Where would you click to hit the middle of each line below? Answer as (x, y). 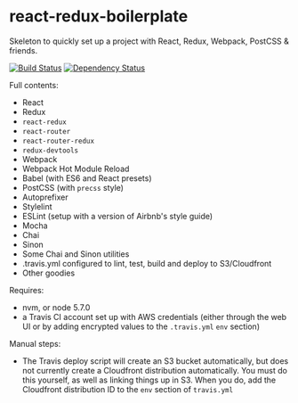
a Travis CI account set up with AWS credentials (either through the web (154, 317)
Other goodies (48, 273)
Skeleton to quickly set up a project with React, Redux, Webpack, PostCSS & (149, 41)
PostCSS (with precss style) (73, 187)
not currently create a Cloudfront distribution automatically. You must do (154, 370)
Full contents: (34, 85)
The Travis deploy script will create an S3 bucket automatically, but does (155, 361)
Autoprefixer (45, 197)
